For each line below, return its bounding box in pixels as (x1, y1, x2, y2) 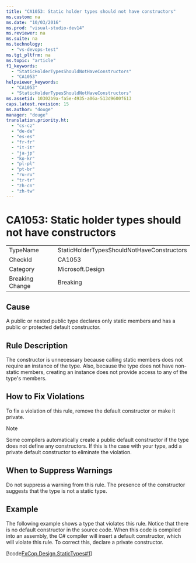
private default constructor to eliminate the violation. (6, 448, 132, 455)
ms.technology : (6, 42, 43, 47)
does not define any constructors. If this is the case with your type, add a (6, 442, 182, 449)
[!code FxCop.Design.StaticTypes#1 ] (6, 550, 92, 557)
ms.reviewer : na (6, 30, 45, 36)
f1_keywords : (6, 63, 38, 69)
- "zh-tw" (11, 188, 35, 194)
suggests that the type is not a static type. (6, 487, 107, 495)
